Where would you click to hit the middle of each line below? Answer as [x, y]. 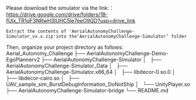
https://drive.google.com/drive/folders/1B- [57, 15]
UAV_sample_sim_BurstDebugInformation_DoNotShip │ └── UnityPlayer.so [98, 84]
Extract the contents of [36, 31]
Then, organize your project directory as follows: [65, 47]
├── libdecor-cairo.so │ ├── [43, 78]
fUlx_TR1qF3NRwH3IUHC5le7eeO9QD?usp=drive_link [71, 21]
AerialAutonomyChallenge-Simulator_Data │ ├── [67, 66]
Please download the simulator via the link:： [60, 8]
